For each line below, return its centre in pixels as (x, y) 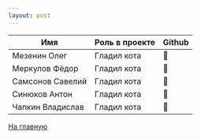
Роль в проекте (125, 42)
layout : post (30, 15)
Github (176, 42)
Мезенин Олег (40, 55)
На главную (28, 126)
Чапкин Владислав (48, 107)
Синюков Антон (42, 94)
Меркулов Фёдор (45, 68)
